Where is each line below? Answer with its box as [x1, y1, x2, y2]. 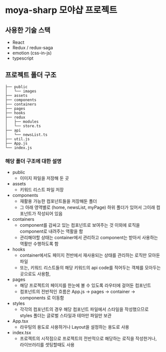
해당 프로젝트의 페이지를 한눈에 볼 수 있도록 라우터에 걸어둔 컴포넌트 [19, 282, 152, 288]
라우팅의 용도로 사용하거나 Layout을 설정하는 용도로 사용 [19, 324, 129, 330]
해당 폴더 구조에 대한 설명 [5, 158, 62, 165]
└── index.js [5, 145, 32, 150]
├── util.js [5, 136, 30, 142]
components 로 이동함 [19, 295, 65, 301]
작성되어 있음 [37, 211, 63, 217]
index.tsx [12, 330, 31, 336]
